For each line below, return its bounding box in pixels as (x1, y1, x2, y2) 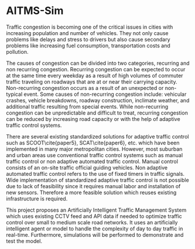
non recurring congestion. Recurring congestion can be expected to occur (6, 65, 186, 72)
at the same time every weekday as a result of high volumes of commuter (6, 72, 183, 79)
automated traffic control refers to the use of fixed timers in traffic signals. (6, 170, 185, 177)
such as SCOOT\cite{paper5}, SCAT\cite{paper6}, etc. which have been (6, 139, 180, 146)
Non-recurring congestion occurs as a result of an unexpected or (6, 84, 164, 91)
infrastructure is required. (6, 195, 68, 202)
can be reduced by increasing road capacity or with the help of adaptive (6, 115, 180, 122)
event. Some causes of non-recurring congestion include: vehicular (23, 91, 187, 98)
